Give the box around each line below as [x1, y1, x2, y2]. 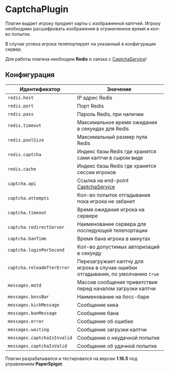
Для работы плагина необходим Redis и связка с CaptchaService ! [5, 56, 147, 62]
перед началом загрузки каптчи [77, 285, 156, 292]
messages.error [8, 318, 44, 324]
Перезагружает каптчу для [77, 258, 144, 265]
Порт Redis [77, 102, 104, 109]
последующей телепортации [77, 226, 148, 234]
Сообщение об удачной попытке [77, 342, 157, 349]
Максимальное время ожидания [77, 119, 157, 126]
